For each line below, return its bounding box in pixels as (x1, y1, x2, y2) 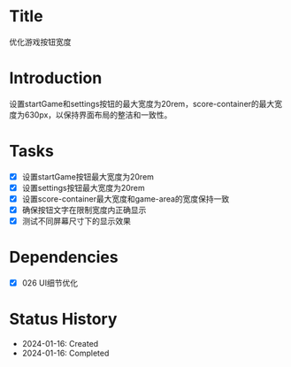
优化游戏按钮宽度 (9, 36, 72, 47)
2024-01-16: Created (21, 339, 99, 349)
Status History (9, 310, 118, 329)
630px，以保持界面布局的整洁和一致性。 (24, 109, 172, 120)
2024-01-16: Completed (21, 348, 110, 359)
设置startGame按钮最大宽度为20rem (21, 171, 155, 182)
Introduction (9, 68, 103, 88)
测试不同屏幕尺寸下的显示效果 (21, 216, 131, 226)
